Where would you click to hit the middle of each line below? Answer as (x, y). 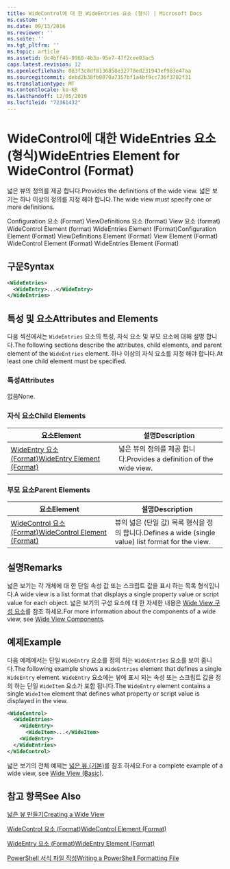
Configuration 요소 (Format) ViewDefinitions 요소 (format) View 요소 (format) (114, 221)
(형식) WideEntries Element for (93, 156)
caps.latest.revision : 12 (44, 64)
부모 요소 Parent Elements (49, 489)
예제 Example (34, 642)
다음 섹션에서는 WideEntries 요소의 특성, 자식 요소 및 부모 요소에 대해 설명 (106, 336)
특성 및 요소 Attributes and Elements (83, 318)
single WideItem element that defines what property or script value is (103, 694)
